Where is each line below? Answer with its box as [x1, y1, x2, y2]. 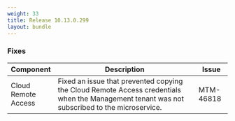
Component [10, 64, 51, 74]
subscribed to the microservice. [57, 102, 162, 112]
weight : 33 [7, 10, 39, 17]
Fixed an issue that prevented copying [57, 76, 183, 86]
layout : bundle [7, 23, 52, 30]
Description [104, 64, 145, 74]
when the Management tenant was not [57, 94, 184, 104]
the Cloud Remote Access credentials [57, 85, 182, 94]
